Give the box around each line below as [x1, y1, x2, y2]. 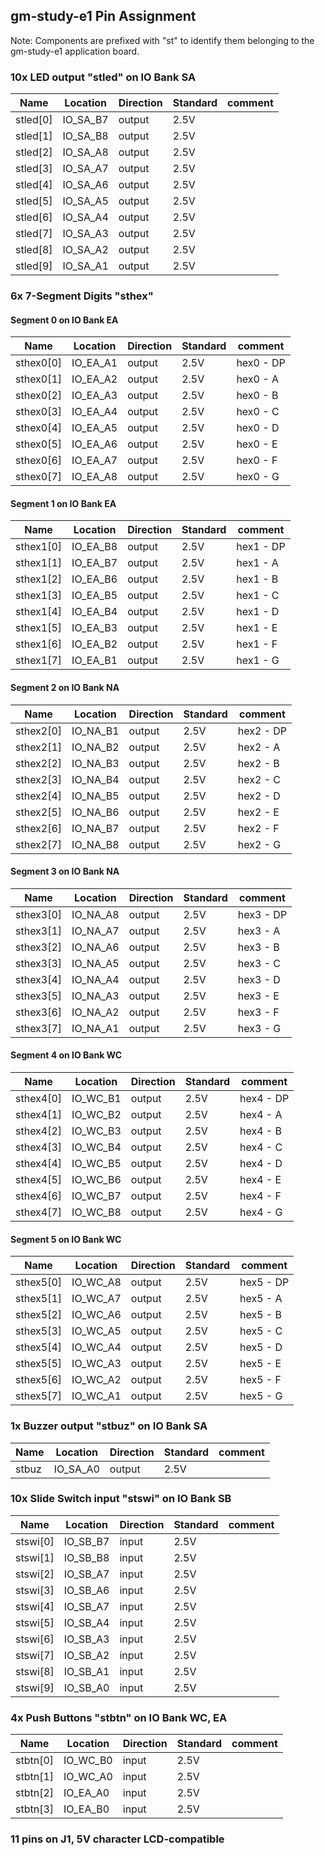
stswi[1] [15, 1550, 55, 1564]
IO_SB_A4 [63, 1615, 110, 1629]
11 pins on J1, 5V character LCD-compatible [10, 1832, 225, 1846]
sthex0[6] [15, 454, 63, 468]
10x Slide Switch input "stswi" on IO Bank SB [10, 1492, 232, 1506]
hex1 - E [236, 621, 278, 635]
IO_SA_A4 [62, 210, 109, 224]
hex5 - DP [239, 1275, 290, 1289]
